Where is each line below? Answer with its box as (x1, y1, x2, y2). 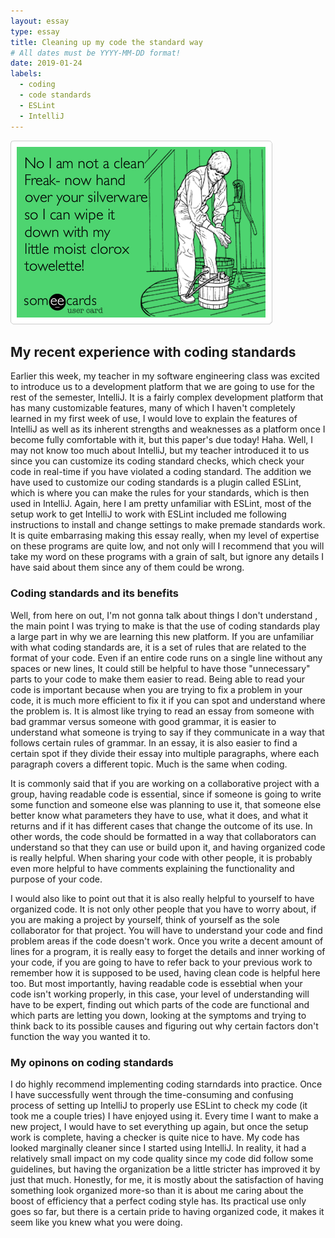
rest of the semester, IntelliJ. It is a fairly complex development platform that (10, 391, 324, 404)
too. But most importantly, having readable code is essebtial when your (10, 977, 303, 989)
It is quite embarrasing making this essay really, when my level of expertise (10, 530, 320, 542)
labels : (10, 69, 43, 79)
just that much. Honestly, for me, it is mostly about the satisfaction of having (10, 1173, 324, 1185)
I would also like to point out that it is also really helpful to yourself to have (10, 892, 315, 904)
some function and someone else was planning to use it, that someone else (10, 798, 322, 810)
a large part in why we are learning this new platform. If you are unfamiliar (10, 630, 315, 642)
